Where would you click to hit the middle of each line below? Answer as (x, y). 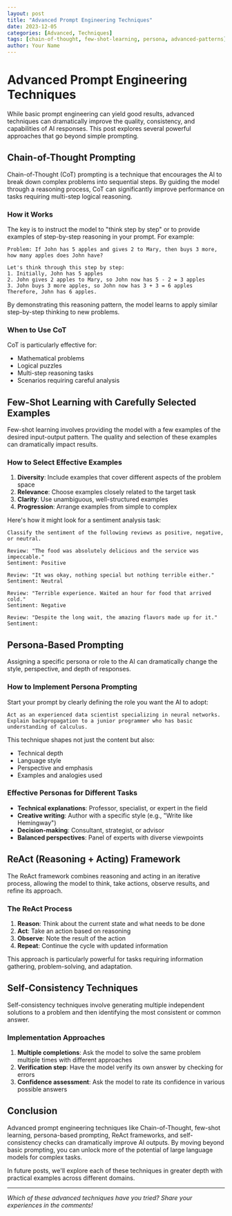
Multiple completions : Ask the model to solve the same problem (109, 1053)
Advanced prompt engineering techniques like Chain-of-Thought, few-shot (114, 1127)
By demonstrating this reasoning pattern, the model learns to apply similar (113, 305)
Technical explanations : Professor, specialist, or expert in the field (112, 808)
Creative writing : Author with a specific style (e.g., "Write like (105, 815)
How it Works (30, 214)
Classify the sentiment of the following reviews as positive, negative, (116, 533)
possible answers (42, 1089)
